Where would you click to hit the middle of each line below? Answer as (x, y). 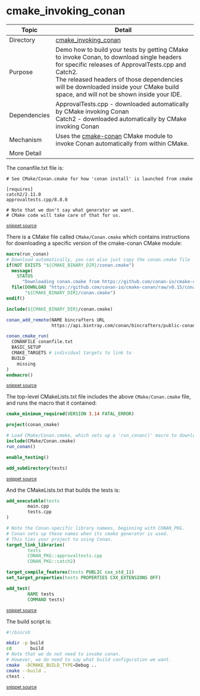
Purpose (21, 72)
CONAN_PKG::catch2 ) (52, 561)
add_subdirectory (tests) (37, 468)
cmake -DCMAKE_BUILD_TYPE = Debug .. (51, 665)
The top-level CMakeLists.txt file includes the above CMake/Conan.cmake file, (99, 397)
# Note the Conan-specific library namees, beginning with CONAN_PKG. (96, 529)
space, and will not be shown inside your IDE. (119, 94)
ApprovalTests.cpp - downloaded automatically (122, 104)
